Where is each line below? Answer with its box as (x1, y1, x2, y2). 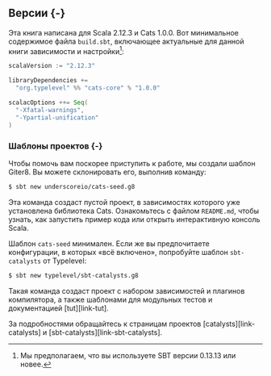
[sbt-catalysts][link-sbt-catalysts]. (48, 327, 163, 337)
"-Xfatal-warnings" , (15, 106, 85, 114)
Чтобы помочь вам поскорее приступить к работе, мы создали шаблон (8, 158, 256, 168)
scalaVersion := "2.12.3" (8, 62, 95, 70)
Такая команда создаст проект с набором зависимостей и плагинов (8, 286, 245, 295)
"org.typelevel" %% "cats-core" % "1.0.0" (15, 84, 161, 92)
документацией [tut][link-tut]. (8, 303, 109, 313)
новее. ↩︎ (19, 359, 52, 369)
